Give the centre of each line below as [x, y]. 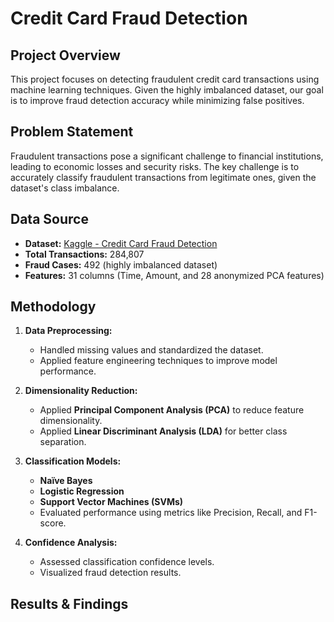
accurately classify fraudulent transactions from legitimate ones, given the [163, 177]
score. [53, 523]
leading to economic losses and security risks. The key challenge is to [155, 166]
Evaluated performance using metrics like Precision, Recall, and [171, 513]
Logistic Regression [82, 491]
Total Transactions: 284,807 [84, 254]
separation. [63, 442]
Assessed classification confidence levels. [127, 562]
